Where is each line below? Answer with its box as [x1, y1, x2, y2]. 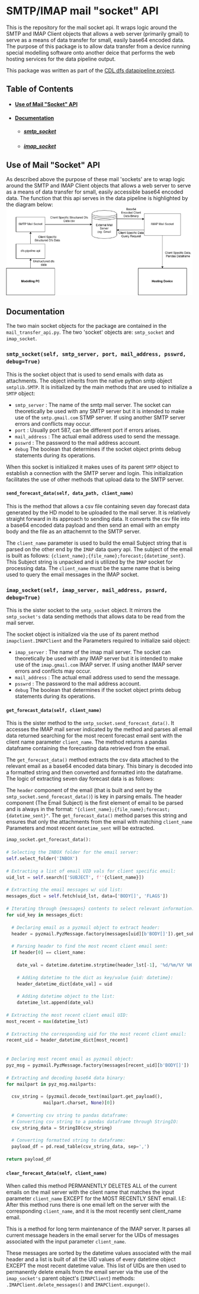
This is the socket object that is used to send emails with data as [6, 371, 164, 378]
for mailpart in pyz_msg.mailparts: [6, 1081, 97, 1087]
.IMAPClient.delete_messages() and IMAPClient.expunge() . [6, 1281, 150, 1288]
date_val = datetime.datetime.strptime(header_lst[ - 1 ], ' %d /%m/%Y [17, 962, 184, 968]
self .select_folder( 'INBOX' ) [6, 856, 78, 862]
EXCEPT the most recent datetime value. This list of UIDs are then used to [6, 1262, 187, 1269]
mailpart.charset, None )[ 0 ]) [43, 1100, 115, 1106]
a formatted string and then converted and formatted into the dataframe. [6, 769, 183, 776]
